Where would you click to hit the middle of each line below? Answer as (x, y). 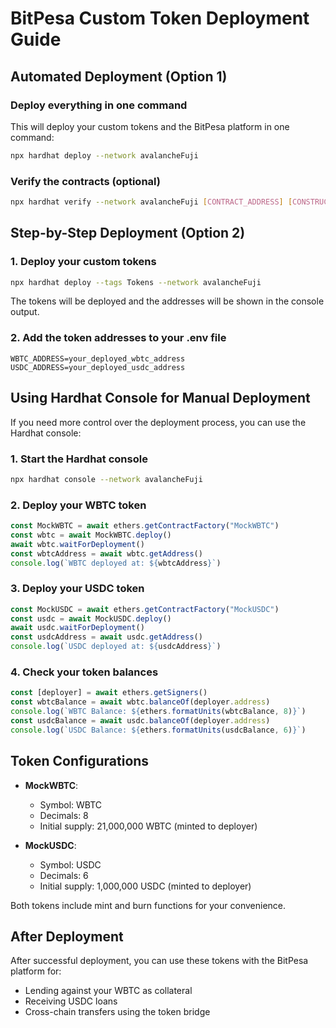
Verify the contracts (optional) (85, 181)
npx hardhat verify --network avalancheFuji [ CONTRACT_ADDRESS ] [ (151, 202)
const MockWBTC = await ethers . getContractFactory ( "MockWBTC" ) (145, 526)
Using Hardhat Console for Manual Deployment (160, 398)
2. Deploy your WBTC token (78, 505)
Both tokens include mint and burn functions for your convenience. (148, 905)
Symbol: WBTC (71, 804)
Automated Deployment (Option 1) (119, 76)
